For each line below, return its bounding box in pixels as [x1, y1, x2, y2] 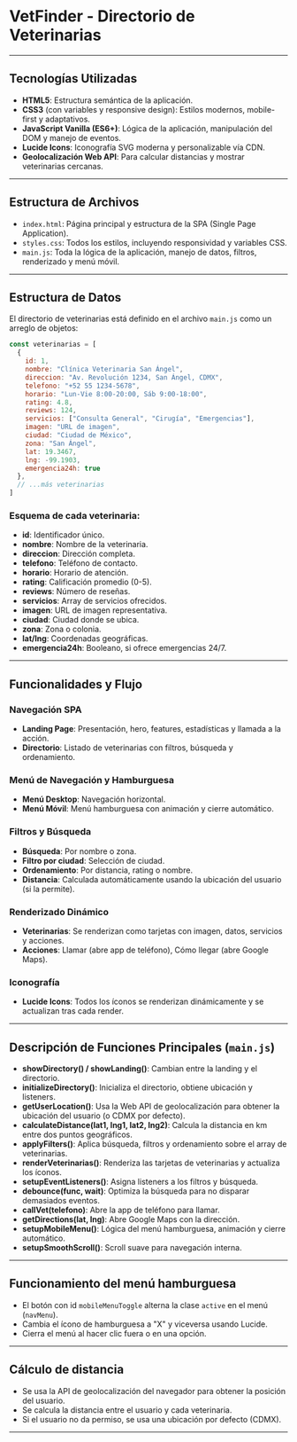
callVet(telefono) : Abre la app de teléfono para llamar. [21, 1204, 220, 1215]
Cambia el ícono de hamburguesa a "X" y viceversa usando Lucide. [21, 1319, 268, 1329]
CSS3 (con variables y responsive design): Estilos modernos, [21, 104, 246, 114]
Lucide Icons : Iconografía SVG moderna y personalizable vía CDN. [21, 142, 265, 153]
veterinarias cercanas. [21, 161, 103, 171]
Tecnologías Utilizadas [9, 71, 138, 86]
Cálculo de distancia [9, 1362, 125, 1377]
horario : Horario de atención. [21, 568, 129, 578]
